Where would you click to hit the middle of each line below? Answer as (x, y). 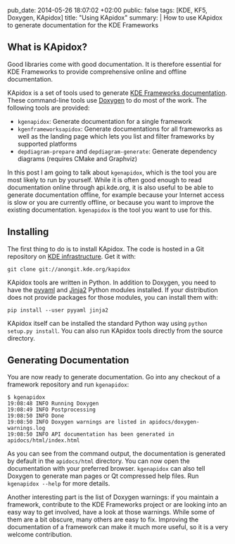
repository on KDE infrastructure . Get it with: (71, 256)
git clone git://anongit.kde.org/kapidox (69, 269)
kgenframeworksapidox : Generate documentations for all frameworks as (120, 129)
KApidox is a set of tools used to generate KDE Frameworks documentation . (117, 93)
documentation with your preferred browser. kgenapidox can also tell (106, 469)
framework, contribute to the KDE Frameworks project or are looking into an (117, 505)
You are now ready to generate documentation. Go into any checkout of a (114, 377)
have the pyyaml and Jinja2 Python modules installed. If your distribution (113, 290)
